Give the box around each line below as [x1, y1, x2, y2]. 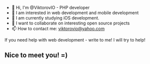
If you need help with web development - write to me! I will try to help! [4, 37, 146, 43]
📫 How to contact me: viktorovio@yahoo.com [11, 26, 105, 31]
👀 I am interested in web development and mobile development [11, 10, 139, 16]
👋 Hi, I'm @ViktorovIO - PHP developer [11, 5, 90, 10]
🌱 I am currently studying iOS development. [11, 15, 100, 21]
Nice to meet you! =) [4, 51, 68, 60]
